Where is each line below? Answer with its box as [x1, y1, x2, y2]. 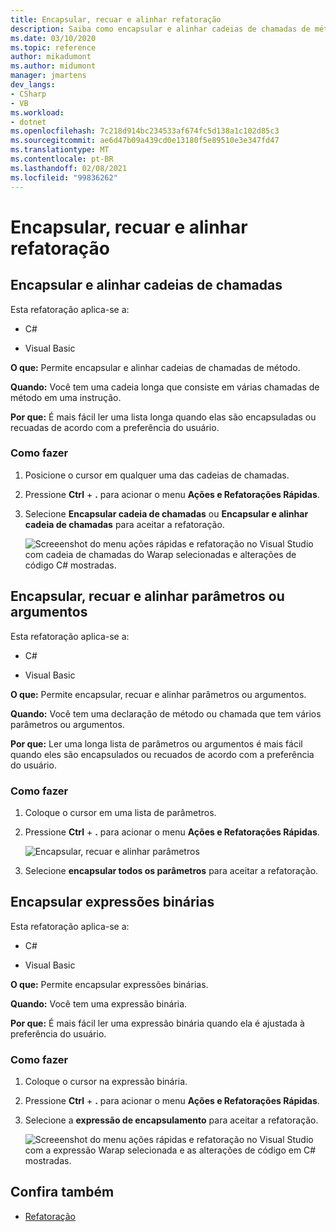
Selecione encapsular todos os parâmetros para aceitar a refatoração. [24, 864, 319, 876]
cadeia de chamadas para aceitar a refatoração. [24, 518, 225, 530]
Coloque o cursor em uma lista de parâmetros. [24, 806, 217, 818]
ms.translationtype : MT [10, 145, 110, 155]
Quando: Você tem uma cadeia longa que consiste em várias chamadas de [10, 381, 320, 393]
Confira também [10, 1184, 115, 1201]
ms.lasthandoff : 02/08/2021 [10, 163, 128, 173]
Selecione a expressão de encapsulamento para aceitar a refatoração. [24, 1114, 319, 1126]
